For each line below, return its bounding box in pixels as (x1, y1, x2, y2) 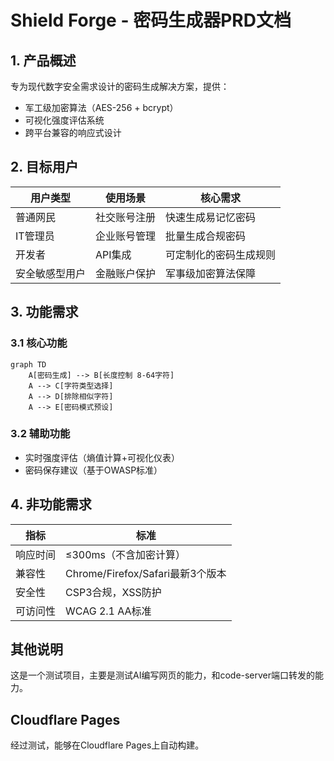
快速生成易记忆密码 (165, 210, 257, 224)
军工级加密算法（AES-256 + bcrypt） (24, 102, 179, 113)
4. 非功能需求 (10, 496, 92, 513)
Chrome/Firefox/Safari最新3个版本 (65, 566, 227, 580)
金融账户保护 (95, 266, 157, 280)
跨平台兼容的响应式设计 (24, 127, 122, 138)
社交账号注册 (95, 210, 157, 224)
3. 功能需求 (10, 304, 79, 321)
